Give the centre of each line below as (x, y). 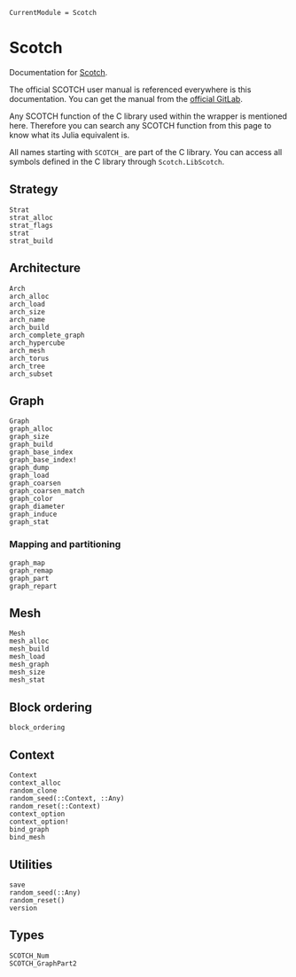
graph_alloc (31, 429)
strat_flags (31, 225)
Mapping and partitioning (65, 544)
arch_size (27, 312)
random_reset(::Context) (55, 807)
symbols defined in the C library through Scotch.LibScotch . (117, 161)
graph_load (29, 476)
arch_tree (27, 366)
